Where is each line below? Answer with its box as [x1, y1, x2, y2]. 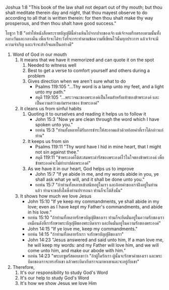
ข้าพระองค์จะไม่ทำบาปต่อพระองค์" [35, 160, 91, 166]
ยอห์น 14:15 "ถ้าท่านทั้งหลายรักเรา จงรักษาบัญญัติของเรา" [27, 231, 124, 237]
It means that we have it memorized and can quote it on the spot [20, 57, 154, 62]
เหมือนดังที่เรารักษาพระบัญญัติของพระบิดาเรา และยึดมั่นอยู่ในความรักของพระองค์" [27, 220, 161, 226]
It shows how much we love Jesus [20, 193, 92, 199]
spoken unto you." [35, 122, 73, 127]
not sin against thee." [35, 149, 79, 155]
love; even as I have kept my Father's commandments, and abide [27, 204, 163, 209]
